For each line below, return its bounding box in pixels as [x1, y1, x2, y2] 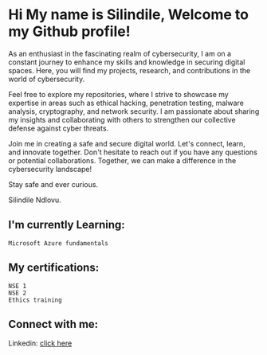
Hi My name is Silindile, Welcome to [8, 6, 249, 24]
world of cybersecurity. [8, 74, 85, 84]
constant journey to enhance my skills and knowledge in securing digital [8, 57, 245, 67]
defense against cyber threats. [8, 123, 109, 133]
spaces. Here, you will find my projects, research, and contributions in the [8, 65, 251, 75]
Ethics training [8, 296, 62, 304]
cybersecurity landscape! [8, 164, 92, 174]
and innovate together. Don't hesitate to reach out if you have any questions [8, 147, 257, 157]
